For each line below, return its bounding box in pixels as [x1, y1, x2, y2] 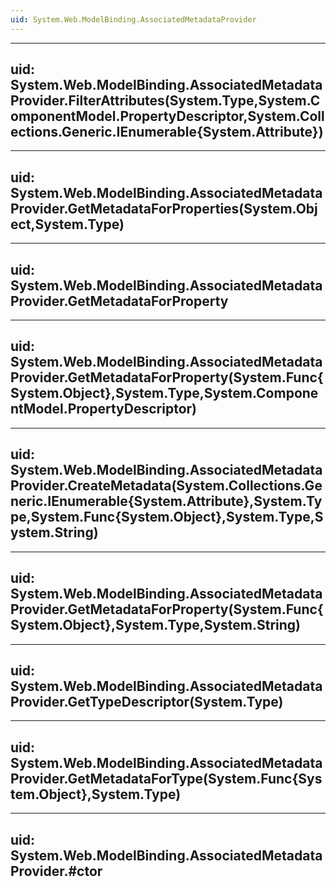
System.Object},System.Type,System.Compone [10, 385, 319, 402]
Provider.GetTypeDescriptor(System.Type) [10, 693, 284, 710]
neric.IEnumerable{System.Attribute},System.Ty [10, 493, 323, 510]
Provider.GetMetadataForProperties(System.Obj [10, 200, 318, 217]
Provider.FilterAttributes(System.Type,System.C [10, 92, 321, 110]
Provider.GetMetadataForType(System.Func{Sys [10, 770, 323, 787]
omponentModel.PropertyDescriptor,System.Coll [10, 108, 325, 125]
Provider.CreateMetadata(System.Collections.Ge [10, 477, 323, 495]
